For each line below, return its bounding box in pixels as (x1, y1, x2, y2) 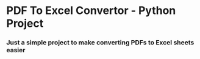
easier (6, 46, 26, 55)
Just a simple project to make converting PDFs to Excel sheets (6, 38, 195, 47)
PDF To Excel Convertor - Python (6, 4, 176, 18)
